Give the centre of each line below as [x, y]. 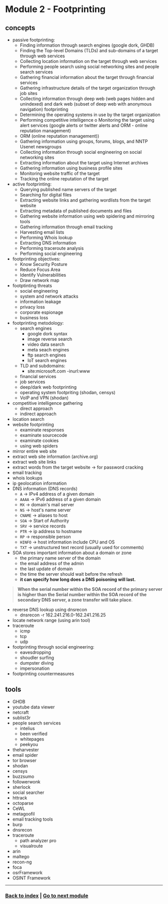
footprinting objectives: [36, 259]
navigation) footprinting [44, 109]
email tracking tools [33, 819]
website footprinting [33, 424]
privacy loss [32, 307]
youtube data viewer [33, 707]
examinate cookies [39, 440]
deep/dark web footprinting [48, 387]
